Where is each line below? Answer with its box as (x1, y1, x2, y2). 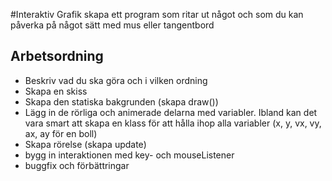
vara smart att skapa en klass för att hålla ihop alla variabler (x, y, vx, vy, (24, 117, 322, 129)
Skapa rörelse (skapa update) (24, 138, 147, 150)
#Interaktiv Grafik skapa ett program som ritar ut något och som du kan (10, 9, 304, 20)
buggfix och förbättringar (24, 159, 130, 171)
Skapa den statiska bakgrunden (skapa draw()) (24, 95, 219, 108)
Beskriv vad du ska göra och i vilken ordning (24, 74, 208, 86)
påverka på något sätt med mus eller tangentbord (10, 19, 215, 31)
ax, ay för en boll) (24, 127, 98, 139)
